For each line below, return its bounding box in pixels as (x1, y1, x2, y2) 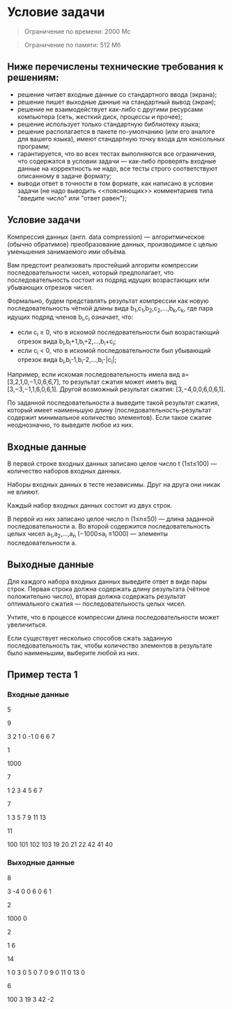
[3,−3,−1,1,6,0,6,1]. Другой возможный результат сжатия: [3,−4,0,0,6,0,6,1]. (7, 385, 226, 393)
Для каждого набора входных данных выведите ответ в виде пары (7, 577, 208, 586)
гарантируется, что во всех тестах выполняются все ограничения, (17, 149, 217, 157)
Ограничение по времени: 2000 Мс (24, 27, 131, 36)
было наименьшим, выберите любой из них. (7, 648, 139, 657)
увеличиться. (7, 620, 47, 629)
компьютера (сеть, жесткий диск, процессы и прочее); (17, 112, 183, 120)
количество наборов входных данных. (7, 467, 122, 476)
